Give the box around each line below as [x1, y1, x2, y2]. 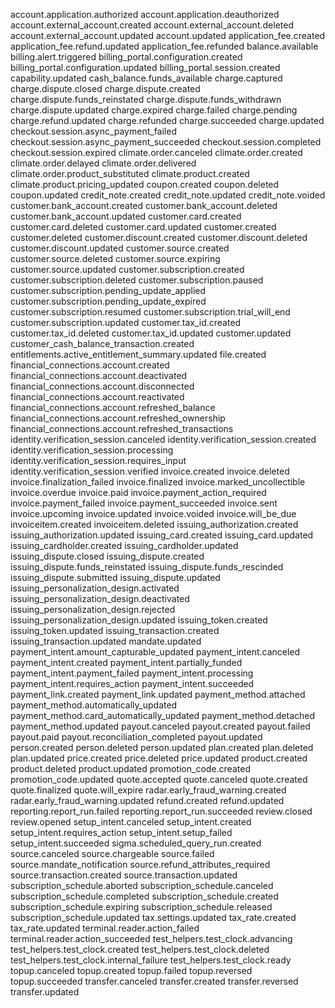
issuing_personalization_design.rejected [10, 604, 176, 615]
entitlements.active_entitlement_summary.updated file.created [10, 349, 267, 360]
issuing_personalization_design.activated [10, 582, 180, 594]
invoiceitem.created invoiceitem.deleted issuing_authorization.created [10, 519, 299, 530]
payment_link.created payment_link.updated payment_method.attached [10, 689, 306, 700]
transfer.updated [10, 986, 80, 998]
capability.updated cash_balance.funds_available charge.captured [10, 72, 283, 84]
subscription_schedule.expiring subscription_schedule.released [10, 901, 273, 913]
